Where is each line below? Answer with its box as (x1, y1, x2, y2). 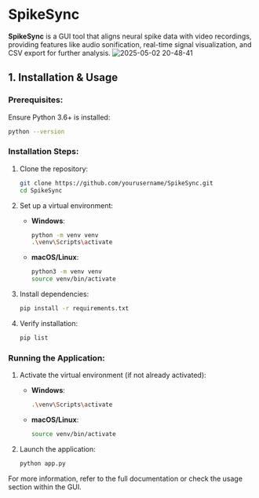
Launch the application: (19, 444, 96, 453)
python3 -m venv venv (31, 268, 102, 276)
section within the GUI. (8, 482, 82, 492)
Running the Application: (8, 352, 106, 363)
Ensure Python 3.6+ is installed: (8, 112, 111, 122)
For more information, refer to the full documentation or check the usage (8, 474, 243, 483)
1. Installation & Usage (8, 71, 119, 84)
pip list (19, 334, 49, 342)
